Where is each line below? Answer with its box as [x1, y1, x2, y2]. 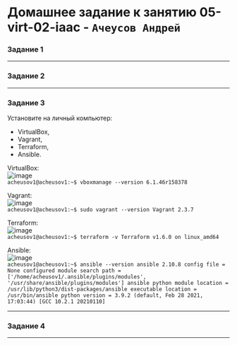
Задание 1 [7, 45, 44, 54]
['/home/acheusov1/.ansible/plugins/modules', [7, 274, 147, 281]
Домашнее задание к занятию [7, 4, 197, 21]
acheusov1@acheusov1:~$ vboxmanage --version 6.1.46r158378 [7, 179, 188, 186]
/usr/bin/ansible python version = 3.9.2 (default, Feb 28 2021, [7, 292, 203, 299]
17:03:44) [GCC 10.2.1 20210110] [7, 298, 106, 305]
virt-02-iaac [7, 19, 81, 35]
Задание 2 [7, 71, 45, 81]
